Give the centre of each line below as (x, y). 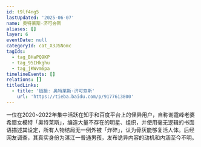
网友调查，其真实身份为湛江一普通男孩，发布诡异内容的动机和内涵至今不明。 (102, 137)
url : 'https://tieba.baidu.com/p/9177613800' (76, 97)
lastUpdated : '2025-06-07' (40, 18)
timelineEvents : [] (31, 74)
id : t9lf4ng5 (23, 12)
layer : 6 (17, 35)
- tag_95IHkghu (31, 63)
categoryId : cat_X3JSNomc (39, 46)
